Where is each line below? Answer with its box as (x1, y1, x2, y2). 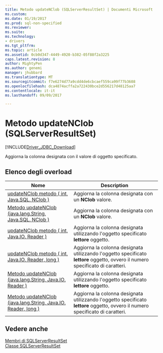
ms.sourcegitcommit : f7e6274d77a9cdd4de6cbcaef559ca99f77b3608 (5, 79, 136, 84)
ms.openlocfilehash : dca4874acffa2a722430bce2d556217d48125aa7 (5, 83, 136, 89)
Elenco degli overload (5, 168, 72, 176)
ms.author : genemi (5, 66, 42, 71)
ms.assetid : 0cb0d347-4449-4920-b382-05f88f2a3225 (5, 52, 110, 57)
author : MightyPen (5, 61, 42, 66)
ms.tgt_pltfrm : (5, 43, 36, 48)
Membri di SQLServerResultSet (5, 337, 67, 343)
